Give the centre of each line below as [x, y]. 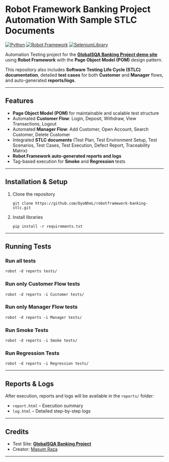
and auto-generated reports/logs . [40, 80]
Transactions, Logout [34, 124]
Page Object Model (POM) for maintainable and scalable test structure [86, 113]
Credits [17, 431]
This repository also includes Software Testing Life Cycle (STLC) [73, 70]
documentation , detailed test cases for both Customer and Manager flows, [84, 75]
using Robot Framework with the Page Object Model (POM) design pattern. [84, 60]
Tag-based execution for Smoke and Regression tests [69, 161]
